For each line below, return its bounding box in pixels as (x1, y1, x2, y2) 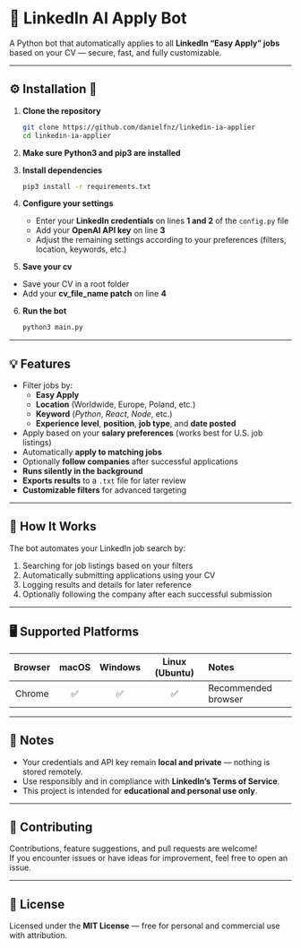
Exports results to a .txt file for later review (21, 475, 186, 487)
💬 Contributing (9, 819, 93, 834)
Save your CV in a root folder (21, 279, 130, 289)
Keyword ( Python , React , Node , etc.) (35, 409, 173, 419)
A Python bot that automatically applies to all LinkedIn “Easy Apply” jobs (9, 38, 280, 48)
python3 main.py (21, 323, 83, 332)
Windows (99, 660, 142, 673)
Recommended (208, 681, 273, 694)
